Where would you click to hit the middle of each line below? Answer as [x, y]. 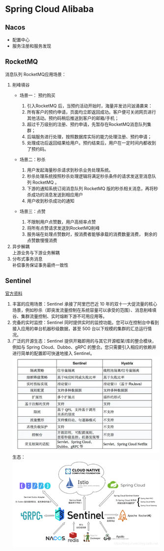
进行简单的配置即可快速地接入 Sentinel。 [53, 353]
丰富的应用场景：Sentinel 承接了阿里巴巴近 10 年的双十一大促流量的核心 [85, 304]
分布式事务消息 [27, 259]
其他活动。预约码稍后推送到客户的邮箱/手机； [73, 118]
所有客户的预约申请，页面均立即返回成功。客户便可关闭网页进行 [91, 112]
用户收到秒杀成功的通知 [51, 200]
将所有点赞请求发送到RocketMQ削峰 [63, 228]
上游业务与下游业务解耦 [36, 252]
